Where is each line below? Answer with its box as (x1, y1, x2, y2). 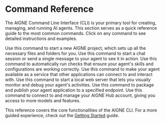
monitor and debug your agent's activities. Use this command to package (5, 82, 154, 87)
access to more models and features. (5, 97, 81, 103)
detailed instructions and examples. (5, 36, 77, 41)
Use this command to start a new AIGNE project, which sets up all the (5, 45, 146, 51)
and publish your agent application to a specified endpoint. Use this (5, 87, 142, 93)
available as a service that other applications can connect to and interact (5, 71, 153, 77)
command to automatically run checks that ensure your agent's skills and (5, 61, 154, 67)
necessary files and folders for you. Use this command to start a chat (5, 50, 146, 56)
